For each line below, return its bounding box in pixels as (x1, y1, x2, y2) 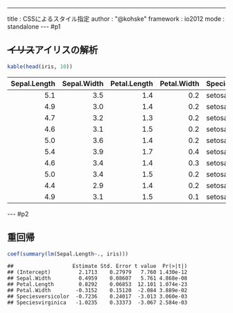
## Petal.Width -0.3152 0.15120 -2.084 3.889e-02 (7, 287, 188, 294)
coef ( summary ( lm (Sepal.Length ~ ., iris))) (7, 251, 129, 257)
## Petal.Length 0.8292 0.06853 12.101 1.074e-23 (7, 281, 188, 288)
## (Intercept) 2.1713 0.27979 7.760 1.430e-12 (7, 269, 188, 276)
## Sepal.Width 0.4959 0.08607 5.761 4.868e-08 (7, 275, 188, 282)
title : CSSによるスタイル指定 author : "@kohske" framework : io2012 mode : (7, 15, 225, 23)
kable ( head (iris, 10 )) (7, 63, 73, 70)
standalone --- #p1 (7, 22, 61, 31)
